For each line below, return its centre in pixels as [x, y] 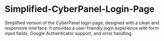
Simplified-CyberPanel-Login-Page [80, 9]
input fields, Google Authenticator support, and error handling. [69, 33]
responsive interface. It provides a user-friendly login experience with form [82, 28]
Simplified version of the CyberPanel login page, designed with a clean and [82, 23]
